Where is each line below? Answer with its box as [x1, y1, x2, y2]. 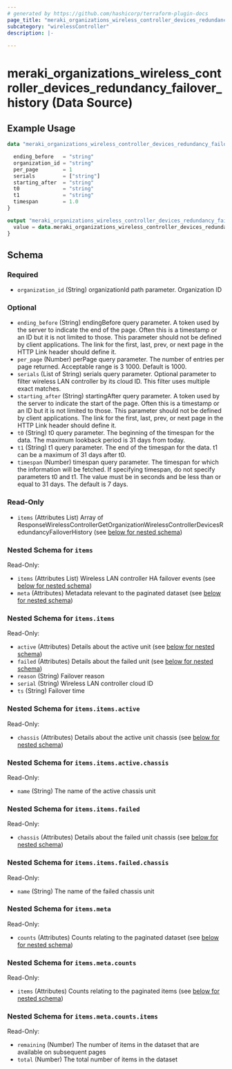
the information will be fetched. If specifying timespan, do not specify [17, 465, 215, 474]
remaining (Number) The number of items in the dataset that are [17, 1041, 200, 1049]
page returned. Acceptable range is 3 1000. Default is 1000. [17, 362, 187, 371]
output [7, 217, 26, 224]
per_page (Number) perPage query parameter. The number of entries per [17, 355, 224, 364]
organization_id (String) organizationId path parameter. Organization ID [17, 286, 222, 294]
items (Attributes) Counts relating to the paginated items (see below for [17, 987, 220, 996]
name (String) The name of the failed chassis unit [17, 886, 155, 895]
